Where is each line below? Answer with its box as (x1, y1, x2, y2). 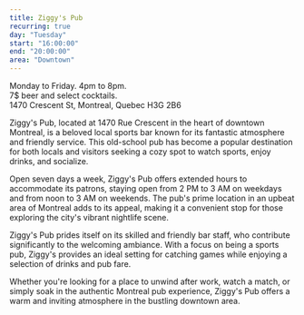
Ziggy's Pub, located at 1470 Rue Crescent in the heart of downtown (9, 117, 265, 128)
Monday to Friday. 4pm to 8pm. (9, 81, 127, 91)
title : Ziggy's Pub (9, 13, 83, 23)
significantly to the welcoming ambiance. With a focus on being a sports (9, 240, 279, 250)
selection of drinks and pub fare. (9, 259, 132, 269)
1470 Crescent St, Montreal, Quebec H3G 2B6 (9, 100, 181, 110)
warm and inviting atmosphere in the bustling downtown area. (9, 296, 240, 306)
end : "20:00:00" (9, 47, 71, 56)
